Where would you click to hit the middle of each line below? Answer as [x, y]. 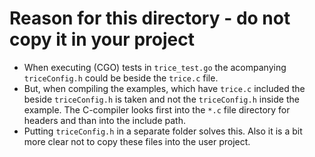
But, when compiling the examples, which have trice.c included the [164, 88]
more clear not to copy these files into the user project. [137, 141]
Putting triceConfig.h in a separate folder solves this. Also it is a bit [163, 131]
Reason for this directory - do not [150, 18]
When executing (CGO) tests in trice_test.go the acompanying [155, 67]
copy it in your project [102, 39]
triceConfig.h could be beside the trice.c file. [121, 78]
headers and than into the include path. [104, 120]
